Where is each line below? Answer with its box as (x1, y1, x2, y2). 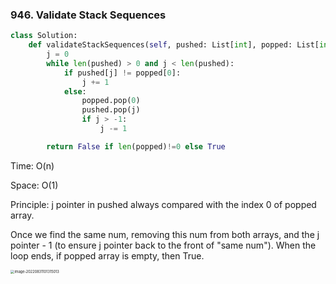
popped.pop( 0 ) (81, 96, 141, 106)
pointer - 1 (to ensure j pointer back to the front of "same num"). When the (10, 239, 317, 251)
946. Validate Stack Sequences (10, 8, 167, 22)
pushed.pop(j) (81, 105, 141, 115)
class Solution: (10, 31, 78, 41)
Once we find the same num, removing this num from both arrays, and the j (10, 228, 320, 240)
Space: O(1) (10, 179, 59, 191)
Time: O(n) (10, 159, 55, 172)
